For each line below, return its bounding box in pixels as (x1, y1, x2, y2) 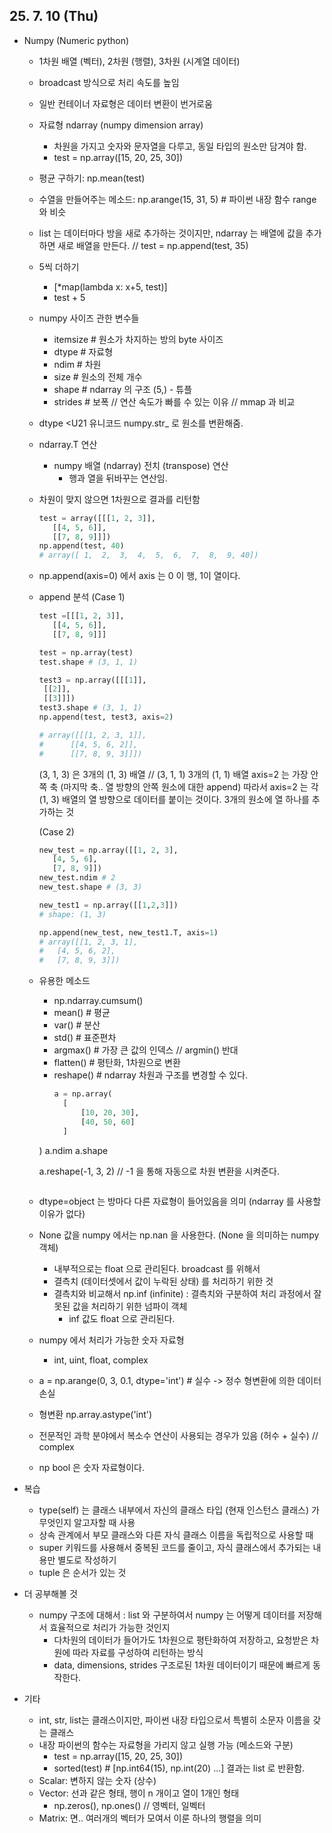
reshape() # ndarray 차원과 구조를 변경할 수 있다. (53, 1069, 249, 1081)
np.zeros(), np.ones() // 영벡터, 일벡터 (53, 1799, 206, 1811)
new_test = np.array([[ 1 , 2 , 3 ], (38, 845, 179, 855)
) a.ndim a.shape (38, 1144, 109, 1156)
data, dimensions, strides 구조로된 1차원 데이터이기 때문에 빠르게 (53, 1659, 311, 1671)
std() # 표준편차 (53, 1032, 117, 1044)
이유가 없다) (38, 1207, 86, 1219)
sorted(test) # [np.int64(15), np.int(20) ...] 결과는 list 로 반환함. (53, 1762, 306, 1774)
